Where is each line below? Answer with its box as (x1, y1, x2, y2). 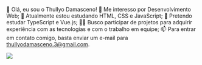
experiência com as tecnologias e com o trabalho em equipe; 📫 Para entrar (6, 26, 196, 33)
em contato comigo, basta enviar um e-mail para (6, 34, 128, 41)
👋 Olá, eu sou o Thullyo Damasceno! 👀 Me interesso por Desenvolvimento (6, 6, 192, 13)
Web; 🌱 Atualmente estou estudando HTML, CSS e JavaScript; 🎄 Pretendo (6, 12, 193, 19)
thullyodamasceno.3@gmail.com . (6, 41, 90, 48)
